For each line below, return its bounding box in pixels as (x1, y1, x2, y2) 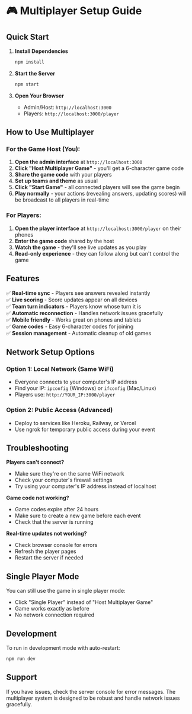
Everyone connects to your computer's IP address (14, 378, 137, 386)
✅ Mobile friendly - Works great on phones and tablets (6, 316, 142, 323)
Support (6, 672, 37, 682)
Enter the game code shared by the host (14, 237, 114, 244)
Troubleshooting (6, 443, 69, 453)
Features (6, 273, 40, 284)
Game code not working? (6, 494, 69, 502)
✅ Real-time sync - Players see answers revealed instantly (6, 289, 151, 297)
